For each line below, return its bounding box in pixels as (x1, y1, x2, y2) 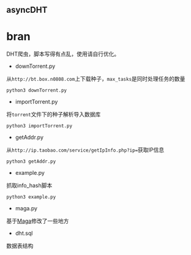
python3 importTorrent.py (6, 123, 72, 129)
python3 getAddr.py (6, 158, 56, 164)
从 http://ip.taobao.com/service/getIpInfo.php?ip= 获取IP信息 (6, 146, 165, 153)
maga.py (15, 205, 38, 212)
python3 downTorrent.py (6, 87, 67, 94)
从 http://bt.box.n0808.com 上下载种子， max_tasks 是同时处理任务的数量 (6, 75, 185, 83)
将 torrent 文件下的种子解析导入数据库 (6, 111, 101, 118)
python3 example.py (6, 194, 56, 201)
